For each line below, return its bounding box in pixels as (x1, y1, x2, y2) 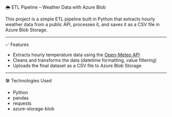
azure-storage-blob (12, 106, 55, 111)
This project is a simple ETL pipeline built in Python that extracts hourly (5, 16, 155, 22)
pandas (12, 95, 29, 101)
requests (12, 100, 32, 106)
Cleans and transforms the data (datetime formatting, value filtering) (12, 57, 157, 63)
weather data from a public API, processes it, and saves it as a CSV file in (5, 21, 160, 27)
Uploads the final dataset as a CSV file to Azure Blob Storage (12, 63, 142, 68)
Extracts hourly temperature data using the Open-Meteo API (12, 52, 140, 58)
